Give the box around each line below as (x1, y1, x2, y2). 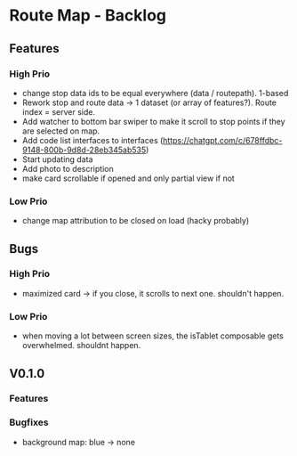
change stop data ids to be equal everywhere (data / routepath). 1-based (21, 87, 289, 98)
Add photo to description (21, 163, 114, 174)
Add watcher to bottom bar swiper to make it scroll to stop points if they (21, 116, 286, 126)
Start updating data (21, 153, 93, 165)
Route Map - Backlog (9, 5, 167, 26)
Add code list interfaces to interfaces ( (21, 134, 164, 145)
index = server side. (21, 106, 96, 117)
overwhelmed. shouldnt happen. (21, 340, 141, 351)
